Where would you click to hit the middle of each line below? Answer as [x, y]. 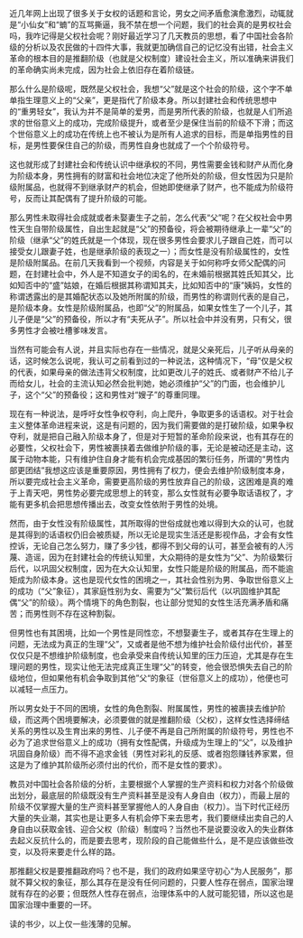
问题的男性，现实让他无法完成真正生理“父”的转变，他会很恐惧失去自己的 [151, 667]
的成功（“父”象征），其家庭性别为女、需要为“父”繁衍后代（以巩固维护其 [141, 591]
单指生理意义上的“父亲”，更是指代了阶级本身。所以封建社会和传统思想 [139, 100]
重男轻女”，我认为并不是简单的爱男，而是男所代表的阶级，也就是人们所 [153, 111]
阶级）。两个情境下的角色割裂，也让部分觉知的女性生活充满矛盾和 [161, 602]
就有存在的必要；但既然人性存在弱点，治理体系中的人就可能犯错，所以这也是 [151, 893]
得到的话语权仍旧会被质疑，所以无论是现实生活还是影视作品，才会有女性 [159, 534]
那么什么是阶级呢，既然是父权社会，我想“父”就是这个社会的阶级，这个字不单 [151, 89]
